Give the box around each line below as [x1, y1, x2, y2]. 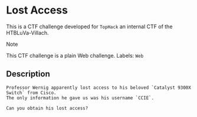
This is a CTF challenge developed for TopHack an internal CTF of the [6, 23, 173, 30]
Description [6, 69, 50, 79]
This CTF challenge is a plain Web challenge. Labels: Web [6, 52, 144, 59]
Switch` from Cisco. [6, 89, 57, 96]
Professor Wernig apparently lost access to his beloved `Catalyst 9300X [6, 85, 192, 91]
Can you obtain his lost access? [6, 105, 88, 111]
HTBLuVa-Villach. [6, 29, 49, 36]
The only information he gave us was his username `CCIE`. [6, 95, 155, 101]
